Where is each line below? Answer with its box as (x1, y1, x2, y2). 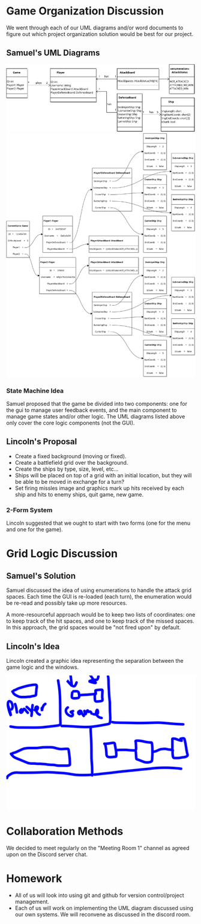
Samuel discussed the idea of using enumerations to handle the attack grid (6, 587, 192, 594)
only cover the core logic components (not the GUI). (6, 419, 135, 427)
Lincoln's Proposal (6, 436, 77, 447)
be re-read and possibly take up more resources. (6, 599, 128, 607)
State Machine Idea (6, 386, 64, 394)
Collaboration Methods (6, 824, 124, 838)
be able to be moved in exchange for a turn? (14, 478, 125, 485)
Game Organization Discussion (6, 4, 164, 18)
